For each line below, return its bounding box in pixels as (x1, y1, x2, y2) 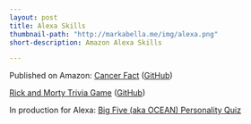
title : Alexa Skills (9, 21, 87, 30)
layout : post (9, 12, 58, 22)
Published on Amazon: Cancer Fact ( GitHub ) (9, 70, 173, 81)
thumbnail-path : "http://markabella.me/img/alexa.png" (9, 29, 219, 38)
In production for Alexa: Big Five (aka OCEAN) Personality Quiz (9, 104, 242, 116)
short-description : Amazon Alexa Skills (9, 37, 163, 47)
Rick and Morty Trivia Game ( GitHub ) (9, 87, 146, 98)
